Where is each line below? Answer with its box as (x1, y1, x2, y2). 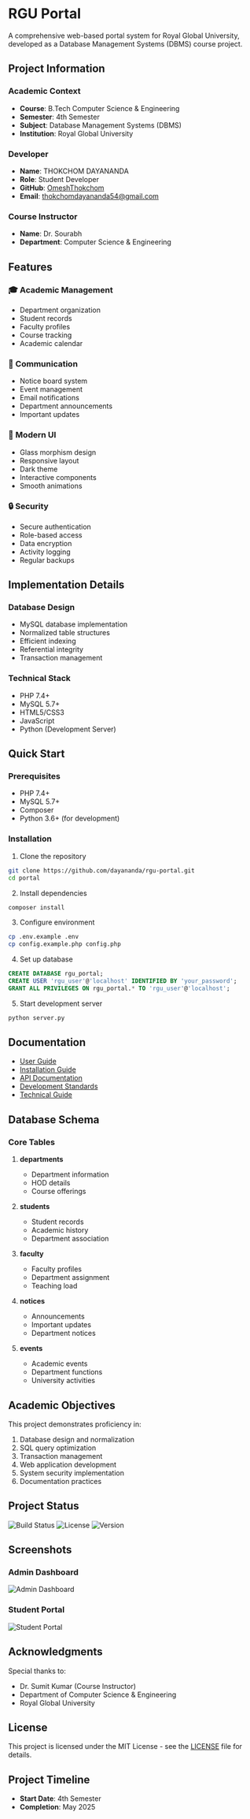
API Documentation (19, 1073, 83, 1083)
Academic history (31, 1226, 89, 1235)
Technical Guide (19, 1090, 73, 1099)
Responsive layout (19, 456, 79, 465)
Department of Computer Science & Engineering (19, 1690, 177, 1699)
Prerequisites (8, 771, 61, 782)
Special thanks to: (8, 1666, 67, 1676)
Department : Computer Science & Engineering (19, 237, 171, 247)
